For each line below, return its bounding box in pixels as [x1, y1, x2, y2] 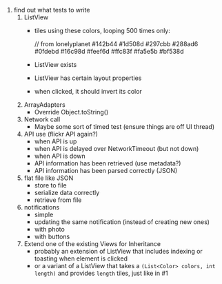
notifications [23, 203, 60, 211]
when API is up [34, 137, 77, 145]
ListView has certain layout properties [34, 74, 142, 82]
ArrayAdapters [23, 101, 65, 109]
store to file [34, 181, 67, 189]
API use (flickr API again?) [23, 130, 99, 138]
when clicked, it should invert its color [34, 88, 143, 95]
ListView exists [34, 61, 77, 68]
